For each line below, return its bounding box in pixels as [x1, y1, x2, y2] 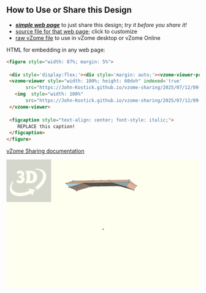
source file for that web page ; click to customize [15, 28, 138, 35]
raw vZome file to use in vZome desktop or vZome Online [15, 34, 161, 42]
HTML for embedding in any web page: [6, 46, 105, 53]
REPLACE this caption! [17, 123, 75, 129]
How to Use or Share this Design [6, 5, 132, 15]
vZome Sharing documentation [6, 147, 85, 155]
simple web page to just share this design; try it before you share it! [15, 21, 187, 28]
